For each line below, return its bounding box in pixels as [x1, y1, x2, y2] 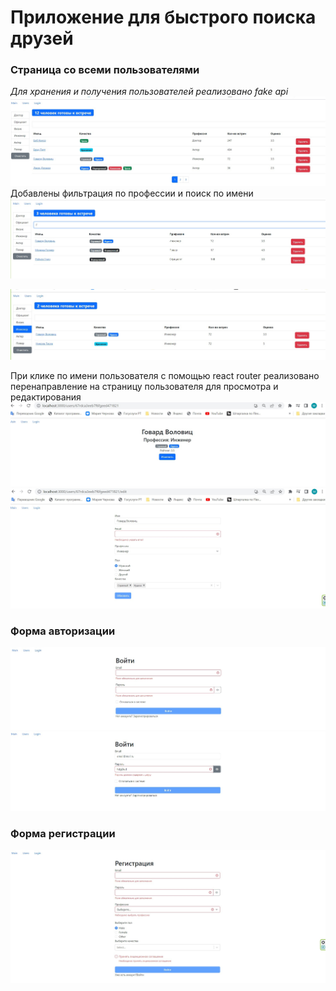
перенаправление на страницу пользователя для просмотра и [10, 380, 279, 392]
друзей [10, 27, 74, 50]
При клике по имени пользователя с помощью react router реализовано [10, 369, 320, 381]
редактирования [10, 391, 82, 403]
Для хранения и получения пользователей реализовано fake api [10, 86, 289, 98]
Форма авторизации [10, 624, 116, 638]
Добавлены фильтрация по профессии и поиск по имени [10, 187, 254, 200]
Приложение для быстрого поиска [10, 6, 317, 29]
